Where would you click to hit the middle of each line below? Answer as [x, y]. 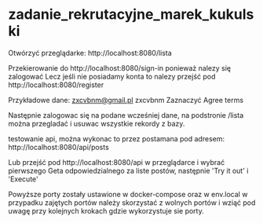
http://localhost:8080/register [56, 85]
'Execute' [23, 179]
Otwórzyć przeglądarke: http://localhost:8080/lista [90, 53]
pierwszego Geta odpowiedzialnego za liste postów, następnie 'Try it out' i [128, 170]
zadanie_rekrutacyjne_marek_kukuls [131, 15]
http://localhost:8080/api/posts [59, 147]
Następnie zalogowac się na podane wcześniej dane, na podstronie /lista [126, 115]
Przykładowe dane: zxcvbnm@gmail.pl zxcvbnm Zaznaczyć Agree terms [126, 100]
